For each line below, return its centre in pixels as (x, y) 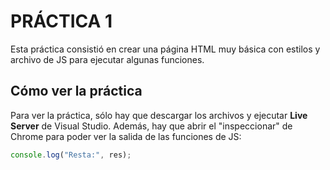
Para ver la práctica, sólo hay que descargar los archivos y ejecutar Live (159, 115)
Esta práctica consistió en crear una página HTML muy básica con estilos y (165, 49)
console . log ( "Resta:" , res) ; (71, 155)
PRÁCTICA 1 (61, 21)
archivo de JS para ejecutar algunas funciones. (107, 59)
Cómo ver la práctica (76, 91)
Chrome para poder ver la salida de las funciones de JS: (126, 136)
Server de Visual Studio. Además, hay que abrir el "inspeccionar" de (151, 126)
